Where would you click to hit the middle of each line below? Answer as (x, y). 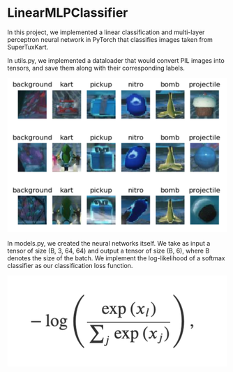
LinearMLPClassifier (68, 13)
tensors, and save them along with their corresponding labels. (96, 68)
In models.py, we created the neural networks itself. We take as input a (109, 243)
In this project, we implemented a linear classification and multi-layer (106, 32)
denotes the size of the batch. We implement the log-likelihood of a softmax (116, 258)
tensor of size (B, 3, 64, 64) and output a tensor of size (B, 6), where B (108, 251)
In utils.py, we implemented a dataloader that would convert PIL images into (116, 60)
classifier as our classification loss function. (70, 265)
